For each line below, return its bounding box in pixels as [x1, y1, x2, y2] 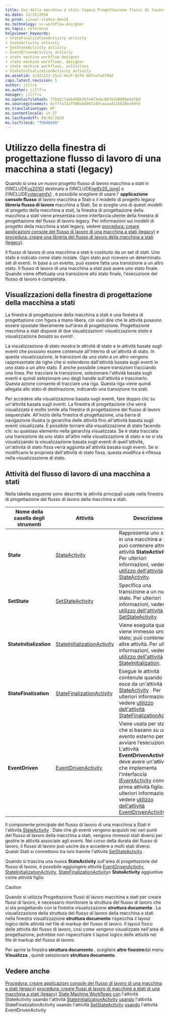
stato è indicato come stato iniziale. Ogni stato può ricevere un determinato [5, 254, 161, 260]
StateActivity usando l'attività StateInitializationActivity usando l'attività [5, 996, 152, 1002]
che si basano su [119, 726, 159, 733]
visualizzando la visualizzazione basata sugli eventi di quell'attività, [5, 439, 144, 445]
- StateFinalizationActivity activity [5, 36, 87, 41]
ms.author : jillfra [5, 87, 46, 92]
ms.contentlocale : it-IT [5, 111, 57, 116]
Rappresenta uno [119, 529, 159, 536]
